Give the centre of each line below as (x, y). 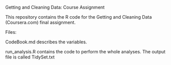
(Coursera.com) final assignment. (40, 22)
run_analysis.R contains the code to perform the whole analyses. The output (86, 52)
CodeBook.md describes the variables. (46, 42)
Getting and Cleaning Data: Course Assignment (55, 7)
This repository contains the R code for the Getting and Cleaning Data (79, 17)
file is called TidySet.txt (30, 57)
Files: (11, 32)
